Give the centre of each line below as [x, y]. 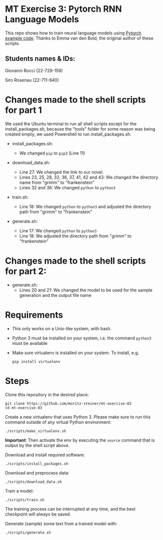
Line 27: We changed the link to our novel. [61, 172]
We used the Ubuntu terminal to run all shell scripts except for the [71, 124]
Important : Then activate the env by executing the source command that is [80, 440]
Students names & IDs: [40, 59]
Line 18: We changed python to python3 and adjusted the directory [85, 206]
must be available [30, 343]
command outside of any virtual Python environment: [58, 422]
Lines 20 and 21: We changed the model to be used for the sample [86, 290]
